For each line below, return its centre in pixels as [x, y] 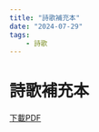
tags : [20, 35]
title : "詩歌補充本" [45, 18]
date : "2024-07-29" [46, 26]
